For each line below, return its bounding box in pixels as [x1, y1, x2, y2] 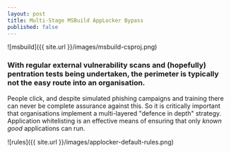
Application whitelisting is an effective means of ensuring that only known [7, 116, 223, 125]
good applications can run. [7, 124, 85, 133]
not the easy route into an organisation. [7, 78, 146, 88]
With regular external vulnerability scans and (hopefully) [7, 61, 206, 71]
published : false [7, 23, 59, 30]
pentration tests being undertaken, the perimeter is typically [7, 69, 219, 79]
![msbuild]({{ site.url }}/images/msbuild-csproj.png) [7, 43, 158, 51]
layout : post [7, 10, 46, 18]
